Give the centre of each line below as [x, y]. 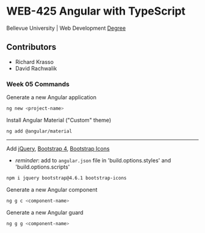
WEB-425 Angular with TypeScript [96, 11]
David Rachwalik [36, 68]
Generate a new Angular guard [45, 212]
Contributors [31, 47]
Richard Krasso [34, 61]
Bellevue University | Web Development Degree [66, 28]
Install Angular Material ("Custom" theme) [59, 120]
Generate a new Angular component [52, 189]
